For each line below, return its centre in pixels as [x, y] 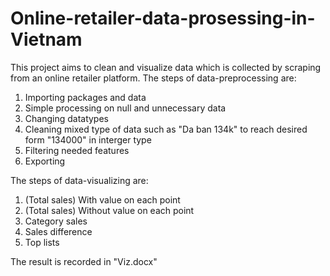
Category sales [56, 221]
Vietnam [46, 39]
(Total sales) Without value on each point [109, 210]
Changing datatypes [66, 118]
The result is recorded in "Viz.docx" [84, 261]
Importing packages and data [85, 97]
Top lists [42, 242]
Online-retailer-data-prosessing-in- [163, 18]
